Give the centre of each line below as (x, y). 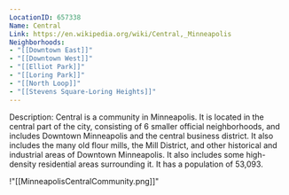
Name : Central (35, 26)
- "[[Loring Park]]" (47, 75)
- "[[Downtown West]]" (51, 58)
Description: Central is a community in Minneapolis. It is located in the (137, 117)
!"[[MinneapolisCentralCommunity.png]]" (84, 181)
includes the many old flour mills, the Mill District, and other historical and (143, 145)
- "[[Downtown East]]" (51, 51)
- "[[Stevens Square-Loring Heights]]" (83, 91)
